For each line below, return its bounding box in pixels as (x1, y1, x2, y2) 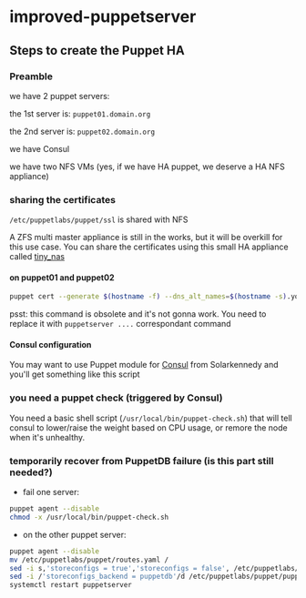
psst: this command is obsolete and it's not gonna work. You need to (9, 309, 267, 319)
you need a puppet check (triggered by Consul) (9, 391, 223, 404)
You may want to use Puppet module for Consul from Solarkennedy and (9, 360, 280, 370)
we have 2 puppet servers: (9, 90, 110, 101)
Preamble (9, 70, 53, 83)
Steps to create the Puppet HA (9, 43, 185, 58)
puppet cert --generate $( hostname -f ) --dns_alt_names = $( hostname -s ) (9, 292, 287, 301)
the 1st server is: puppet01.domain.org (9, 107, 151, 119)
